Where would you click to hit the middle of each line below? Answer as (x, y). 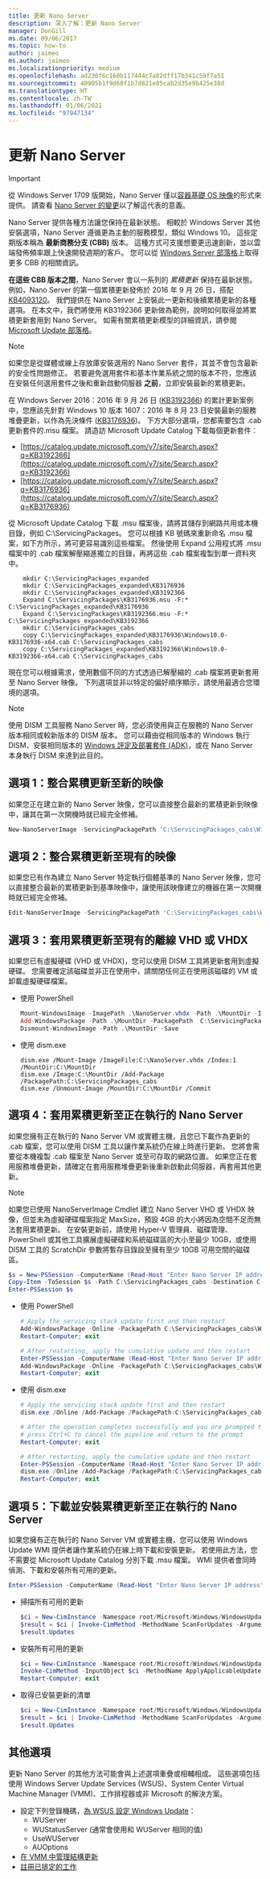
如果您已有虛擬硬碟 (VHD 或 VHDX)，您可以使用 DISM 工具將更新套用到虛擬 (134, 961)
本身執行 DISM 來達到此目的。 (58, 755)
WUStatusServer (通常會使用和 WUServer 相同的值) (117, 1829)
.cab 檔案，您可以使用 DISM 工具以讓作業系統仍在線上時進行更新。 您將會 (131, 1146)
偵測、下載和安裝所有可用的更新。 (65, 1570)
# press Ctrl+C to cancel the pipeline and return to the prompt (131, 1434)
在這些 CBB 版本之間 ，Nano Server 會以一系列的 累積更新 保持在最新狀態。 (133, 280)
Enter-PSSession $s (41, 1290)
